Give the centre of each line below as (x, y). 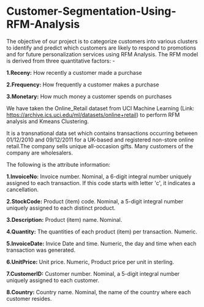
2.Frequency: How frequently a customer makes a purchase (83, 85)
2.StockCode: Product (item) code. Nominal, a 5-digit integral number (95, 201)
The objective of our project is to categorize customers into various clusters (102, 41)
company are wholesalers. (40, 153)
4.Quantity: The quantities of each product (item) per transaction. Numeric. (102, 232)
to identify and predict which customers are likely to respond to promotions (101, 48)
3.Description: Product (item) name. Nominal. (64, 219)
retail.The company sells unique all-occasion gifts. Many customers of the (100, 146)
